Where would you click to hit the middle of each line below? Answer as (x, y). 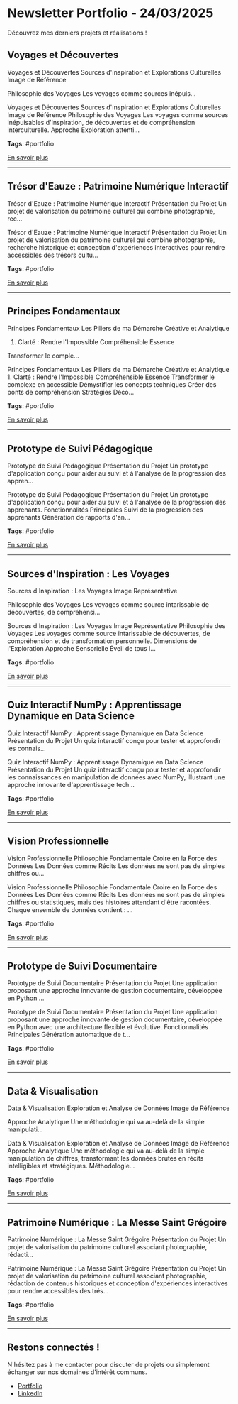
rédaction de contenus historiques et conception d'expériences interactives (118, 1283)
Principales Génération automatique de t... (69, 1035)
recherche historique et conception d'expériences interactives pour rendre (116, 247)
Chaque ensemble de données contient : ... (70, 909)
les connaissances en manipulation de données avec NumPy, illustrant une (116, 777)
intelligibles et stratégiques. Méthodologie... (71, 1166)
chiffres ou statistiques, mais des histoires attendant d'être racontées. (109, 902)
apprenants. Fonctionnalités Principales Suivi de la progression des (105, 510)
